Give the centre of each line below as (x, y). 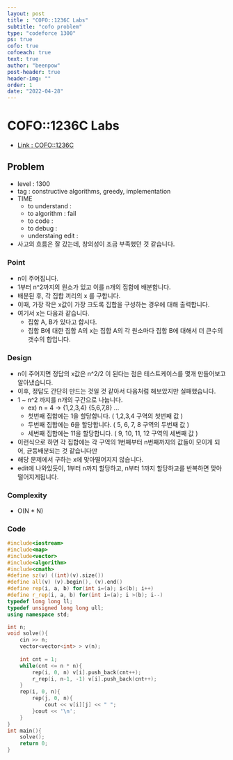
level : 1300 (34, 184)
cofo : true (23, 46)
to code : (40, 221)
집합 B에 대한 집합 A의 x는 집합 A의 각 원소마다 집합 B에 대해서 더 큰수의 (125, 331)
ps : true (20, 40)
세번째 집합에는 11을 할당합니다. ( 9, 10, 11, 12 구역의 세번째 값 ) (113, 433)
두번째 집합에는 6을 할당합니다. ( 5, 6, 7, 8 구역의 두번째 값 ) (109, 425)
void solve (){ (28, 634)
